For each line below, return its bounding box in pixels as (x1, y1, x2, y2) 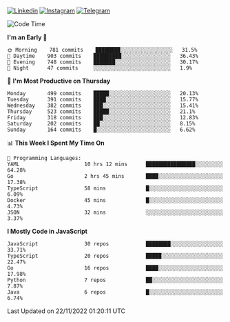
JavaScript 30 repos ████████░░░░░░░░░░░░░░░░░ (7, 241, 224, 248)
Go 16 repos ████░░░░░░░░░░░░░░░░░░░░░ (7, 265, 224, 272)
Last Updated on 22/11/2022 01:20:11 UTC (7, 307, 126, 315)
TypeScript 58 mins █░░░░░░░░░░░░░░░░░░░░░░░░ (7, 185, 224, 192)
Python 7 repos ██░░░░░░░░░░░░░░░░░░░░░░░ (7, 276, 224, 283)
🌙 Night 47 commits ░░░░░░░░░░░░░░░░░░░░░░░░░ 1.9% (7, 65, 193, 72)
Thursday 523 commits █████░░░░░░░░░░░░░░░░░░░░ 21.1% (7, 108, 196, 115)
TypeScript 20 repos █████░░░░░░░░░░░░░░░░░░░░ (7, 252, 224, 259)
